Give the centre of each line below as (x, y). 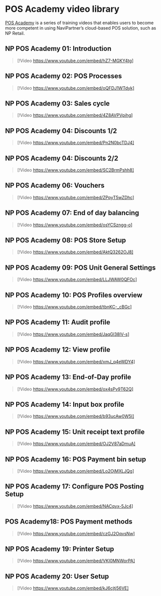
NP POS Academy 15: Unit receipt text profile (75, 432)
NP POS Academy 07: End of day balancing (72, 213)
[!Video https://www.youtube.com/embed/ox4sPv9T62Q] (75, 389)
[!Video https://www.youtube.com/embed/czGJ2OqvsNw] (76, 533)
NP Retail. (15, 33)
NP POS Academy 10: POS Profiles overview (74, 295)
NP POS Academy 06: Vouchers (55, 186)
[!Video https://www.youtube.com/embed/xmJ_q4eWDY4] (76, 361)
